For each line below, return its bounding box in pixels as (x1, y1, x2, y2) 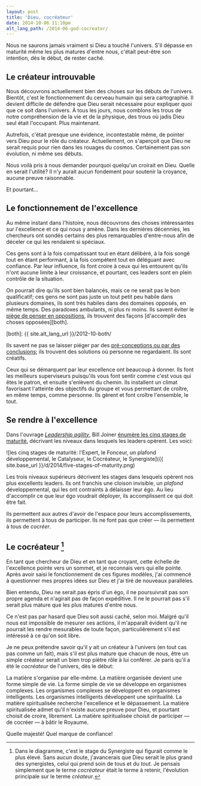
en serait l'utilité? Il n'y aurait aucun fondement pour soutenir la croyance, (6, 168, 188, 175)
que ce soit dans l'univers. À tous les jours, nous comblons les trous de (6, 107, 182, 114)
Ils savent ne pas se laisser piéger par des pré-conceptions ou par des (6, 341, 181, 348)
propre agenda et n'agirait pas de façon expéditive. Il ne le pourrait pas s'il (6, 595, 190, 602)
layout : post (6, 8, 39, 15)
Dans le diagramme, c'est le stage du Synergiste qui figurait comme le (14, 747, 188, 754)
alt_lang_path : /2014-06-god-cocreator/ (6, 25, 109, 32)
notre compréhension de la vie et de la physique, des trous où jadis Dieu (6, 113, 184, 120)
